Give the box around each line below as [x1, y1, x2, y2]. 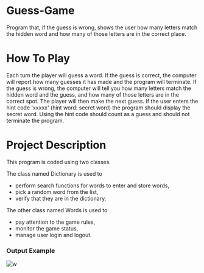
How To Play [6, 52, 70, 66]
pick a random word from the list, [15, 188, 99, 195]
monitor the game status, [15, 224, 79, 232]
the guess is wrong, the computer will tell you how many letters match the [6, 85, 192, 92]
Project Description [6, 138, 107, 152]
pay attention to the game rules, [15, 218, 96, 226]
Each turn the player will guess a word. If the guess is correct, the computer [6, 71, 197, 79]
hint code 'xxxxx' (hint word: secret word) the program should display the [6, 104, 191, 111]
